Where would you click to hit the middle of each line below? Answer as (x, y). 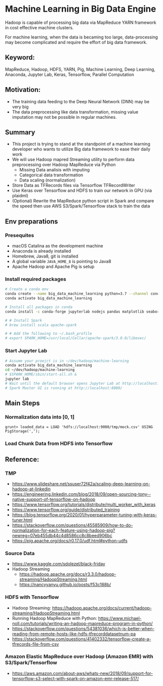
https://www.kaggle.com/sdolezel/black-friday (58, 564)
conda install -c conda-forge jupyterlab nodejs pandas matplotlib (75, 312)
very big (20, 107)
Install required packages (36, 279)
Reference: (22, 459)
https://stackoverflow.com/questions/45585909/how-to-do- (73, 525)
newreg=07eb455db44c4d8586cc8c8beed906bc (62, 535)
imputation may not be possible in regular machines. (64, 117)
